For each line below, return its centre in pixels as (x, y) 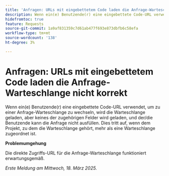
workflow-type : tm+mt (28, 33)
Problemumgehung (26, 143)
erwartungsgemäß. (25, 158)
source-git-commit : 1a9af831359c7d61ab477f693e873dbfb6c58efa (72, 29)
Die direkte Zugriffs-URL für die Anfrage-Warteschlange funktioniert (76, 153)
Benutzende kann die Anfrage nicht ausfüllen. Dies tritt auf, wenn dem (78, 123)
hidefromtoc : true (24, 19)
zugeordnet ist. (21, 133)
